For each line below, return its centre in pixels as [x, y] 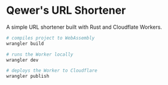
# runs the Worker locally [40, 54]
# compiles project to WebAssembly [51, 38]
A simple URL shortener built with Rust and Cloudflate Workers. [84, 27]
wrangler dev [22, 60]
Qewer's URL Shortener [66, 10]
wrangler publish [28, 76]
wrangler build [25, 43]
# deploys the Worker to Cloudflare [52, 71]
